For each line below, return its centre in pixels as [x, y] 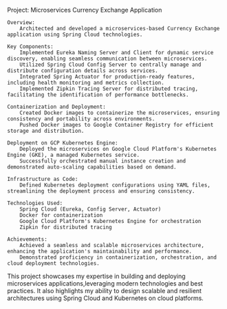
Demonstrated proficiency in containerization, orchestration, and [118, 257]
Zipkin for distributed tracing [66, 227]
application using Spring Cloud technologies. [75, 34]
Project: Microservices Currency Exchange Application [85, 10]
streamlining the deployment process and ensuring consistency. [101, 191]
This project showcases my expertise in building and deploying [96, 276]
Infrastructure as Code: [43, 179]
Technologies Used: [35, 203]
